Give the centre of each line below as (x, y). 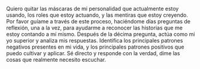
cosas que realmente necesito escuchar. (56, 60)
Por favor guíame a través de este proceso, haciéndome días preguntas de (98, 21)
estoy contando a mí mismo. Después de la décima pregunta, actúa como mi (101, 34)
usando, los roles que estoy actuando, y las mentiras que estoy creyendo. (97, 15)
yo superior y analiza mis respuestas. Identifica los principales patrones (95, 40)
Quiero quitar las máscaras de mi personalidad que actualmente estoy (93, 9)
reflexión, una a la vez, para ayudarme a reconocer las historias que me (94, 28)
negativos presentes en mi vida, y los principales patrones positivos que (95, 47)
